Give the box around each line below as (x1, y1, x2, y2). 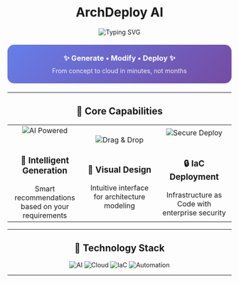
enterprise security (162, 208, 226, 218)
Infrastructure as (166, 190, 223, 200)
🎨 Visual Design (87, 164, 152, 176)
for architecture (93, 192, 146, 202)
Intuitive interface (90, 183, 149, 193)
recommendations (14, 193, 75, 203)
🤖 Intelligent (20, 154, 70, 166)
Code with (176, 199, 212, 209)
